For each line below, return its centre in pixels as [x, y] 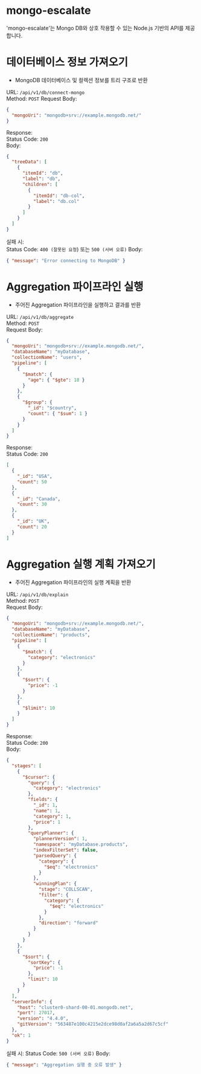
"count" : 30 [32, 504]
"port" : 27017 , [36, 1013]
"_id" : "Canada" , [39, 499]
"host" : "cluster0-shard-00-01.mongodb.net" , [75, 1007]
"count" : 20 [32, 527]
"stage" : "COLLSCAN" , [66, 889]
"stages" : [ [27, 766]
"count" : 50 [32, 482]
